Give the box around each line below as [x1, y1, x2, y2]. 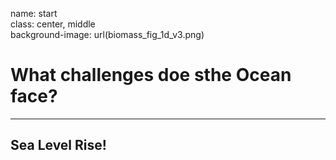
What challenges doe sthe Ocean [10, 64, 292, 87]
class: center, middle [10, 18, 96, 30]
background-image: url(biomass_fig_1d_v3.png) [10, 29, 205, 40]
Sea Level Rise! [10, 137, 107, 154]
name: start [10, 8, 58, 19]
